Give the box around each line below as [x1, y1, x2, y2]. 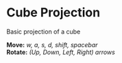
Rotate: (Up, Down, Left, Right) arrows [6, 48, 116, 56]
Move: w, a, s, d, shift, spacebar [6, 40, 98, 49]
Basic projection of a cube [6, 27, 81, 36]
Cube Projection [6, 5, 101, 21]
